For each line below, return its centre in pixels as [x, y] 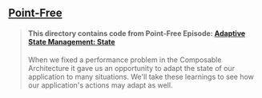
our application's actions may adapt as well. [100, 85]
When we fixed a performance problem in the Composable [125, 60]
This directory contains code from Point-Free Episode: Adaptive [137, 33]
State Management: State [71, 41]
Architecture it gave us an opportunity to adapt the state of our [131, 68]
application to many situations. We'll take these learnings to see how [141, 76]
